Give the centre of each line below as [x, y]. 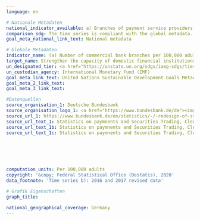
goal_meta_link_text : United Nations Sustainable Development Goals [93, 78]
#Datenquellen [24, 100]
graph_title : [22, 197]
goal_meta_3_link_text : [36, 89]
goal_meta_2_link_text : [36, 83]
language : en [22, 12]
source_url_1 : [24, 116]
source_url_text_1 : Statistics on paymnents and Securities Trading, [94, 122]
